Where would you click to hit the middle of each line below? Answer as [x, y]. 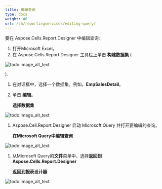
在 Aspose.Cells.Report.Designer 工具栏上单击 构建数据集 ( [72, 55]
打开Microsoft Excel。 [35, 49]
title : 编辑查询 [20, 10]
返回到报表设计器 [30, 172]
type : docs [16, 14]
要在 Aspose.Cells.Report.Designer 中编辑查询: [53, 38]
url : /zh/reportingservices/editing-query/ [51, 23]
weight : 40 [16, 19]
